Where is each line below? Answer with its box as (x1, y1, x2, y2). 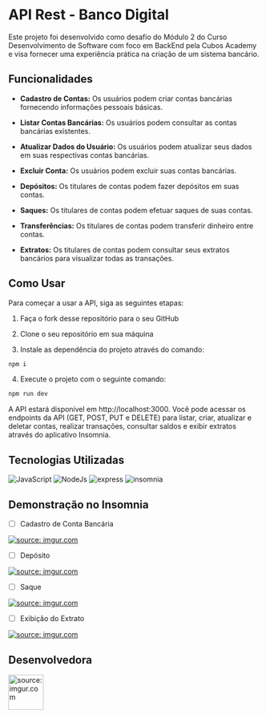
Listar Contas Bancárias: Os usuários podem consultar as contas (19, 118, 238, 127)
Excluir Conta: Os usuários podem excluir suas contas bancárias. (19, 166, 237, 175)
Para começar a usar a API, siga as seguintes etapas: (8, 298, 184, 308)
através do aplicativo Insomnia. (8, 430, 111, 440)
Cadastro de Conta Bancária (19, 518, 114, 528)
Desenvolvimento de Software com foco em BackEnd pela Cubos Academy (8, 40, 257, 50)
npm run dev (8, 390, 48, 398)
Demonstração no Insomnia (8, 498, 149, 511)
